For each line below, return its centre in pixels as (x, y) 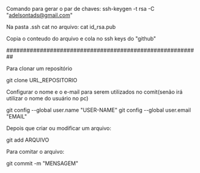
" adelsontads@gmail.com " (40, 15)
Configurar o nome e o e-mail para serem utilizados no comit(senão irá (95, 92)
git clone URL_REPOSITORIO (42, 80)
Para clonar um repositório (39, 68)
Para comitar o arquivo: (35, 152)
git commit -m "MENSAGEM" (42, 163)
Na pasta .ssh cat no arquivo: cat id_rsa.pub (61, 27)
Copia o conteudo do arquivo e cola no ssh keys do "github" (81, 38)
